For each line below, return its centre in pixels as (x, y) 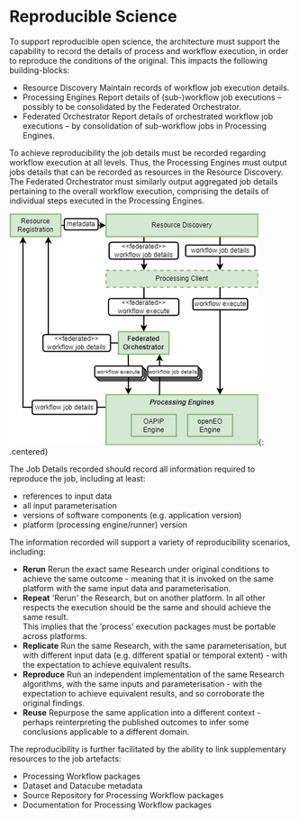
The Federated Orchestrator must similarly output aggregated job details (144, 181)
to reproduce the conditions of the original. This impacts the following (139, 60)
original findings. (54, 703)
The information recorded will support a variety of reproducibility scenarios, (150, 542)
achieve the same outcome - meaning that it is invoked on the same (148, 579)
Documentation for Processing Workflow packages (117, 805)
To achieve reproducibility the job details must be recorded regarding (138, 153)
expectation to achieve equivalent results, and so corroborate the (144, 693)
